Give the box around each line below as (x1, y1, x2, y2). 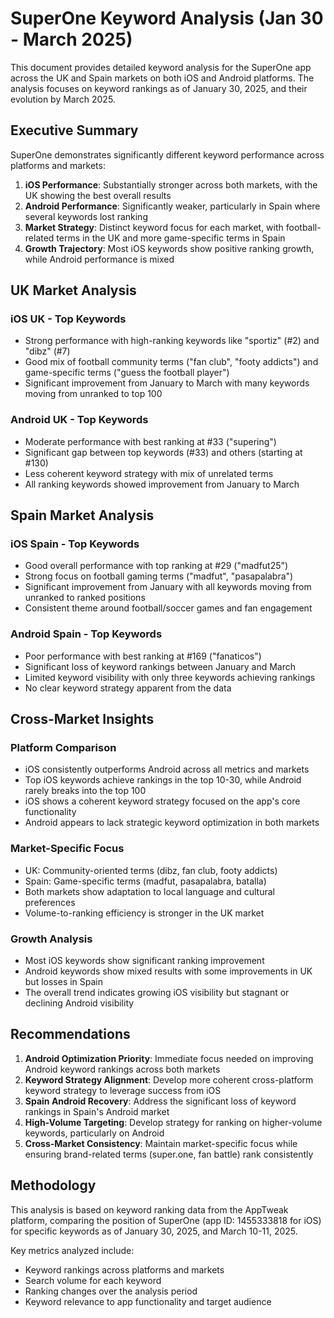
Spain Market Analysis (10, 507, 155, 524)
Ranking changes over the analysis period (24, 1285, 198, 1297)
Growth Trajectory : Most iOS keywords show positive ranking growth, (24, 242, 315, 254)
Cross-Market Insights (10, 711, 155, 728)
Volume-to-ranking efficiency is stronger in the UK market (24, 907, 265, 919)
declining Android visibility (24, 997, 135, 1009)
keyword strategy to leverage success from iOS (24, 1084, 222, 1096)
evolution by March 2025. (10, 93, 116, 105)
